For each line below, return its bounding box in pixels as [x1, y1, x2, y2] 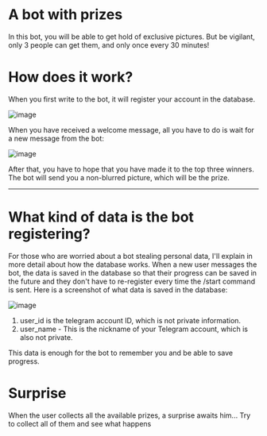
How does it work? [8, 68, 133, 87]
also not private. [19, 332, 73, 342]
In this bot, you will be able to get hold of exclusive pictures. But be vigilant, [8, 32, 256, 41]
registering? [8, 225, 91, 243]
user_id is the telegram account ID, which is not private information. [19, 315, 241, 325]
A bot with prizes [8, 6, 123, 24]
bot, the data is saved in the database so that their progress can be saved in [8, 268, 257, 277]
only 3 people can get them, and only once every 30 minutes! [8, 40, 210, 49]
